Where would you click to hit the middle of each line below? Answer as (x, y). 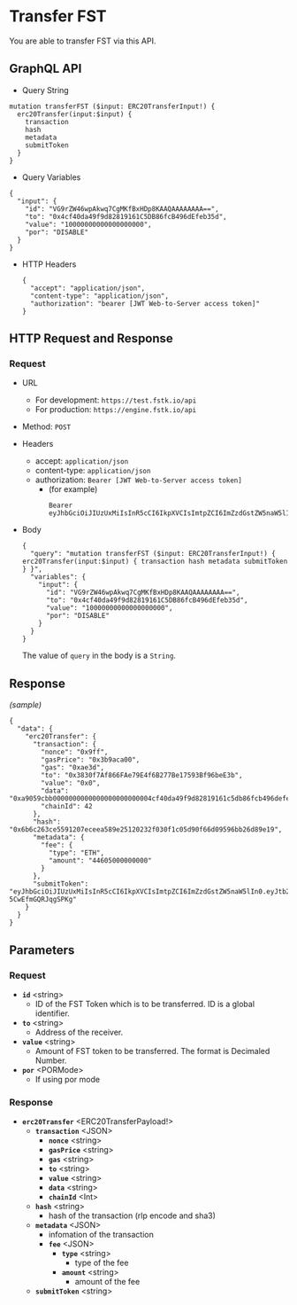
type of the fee (102, 1263)
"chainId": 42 (67, 807)
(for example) (73, 489)
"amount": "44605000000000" (100, 861)
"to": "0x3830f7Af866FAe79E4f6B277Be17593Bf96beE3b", (142, 776)
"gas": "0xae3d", (72, 768)
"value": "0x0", (71, 783)
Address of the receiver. (79, 1032)
